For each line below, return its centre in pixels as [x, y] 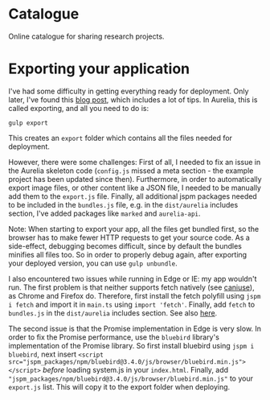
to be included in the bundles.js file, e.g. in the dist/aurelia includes [123, 204]
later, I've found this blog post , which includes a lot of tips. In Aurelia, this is [133, 99]
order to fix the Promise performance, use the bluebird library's [114, 337]
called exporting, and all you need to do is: [79, 108]
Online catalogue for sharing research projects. [86, 36]
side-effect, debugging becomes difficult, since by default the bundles [125, 245]
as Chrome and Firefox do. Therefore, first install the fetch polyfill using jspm [135, 295]
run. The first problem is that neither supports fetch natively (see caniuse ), [131, 287]
